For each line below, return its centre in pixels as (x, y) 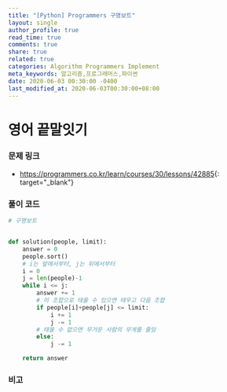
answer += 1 (56, 293)
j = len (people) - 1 (52, 278)
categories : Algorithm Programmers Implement (84, 67)
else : (46, 337)
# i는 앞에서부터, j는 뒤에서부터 (69, 264)
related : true (31, 60)
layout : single (33, 23)
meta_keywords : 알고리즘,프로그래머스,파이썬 (73, 74)
